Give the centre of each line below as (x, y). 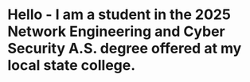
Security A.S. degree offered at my (125, 49)
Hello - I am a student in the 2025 (119, 15)
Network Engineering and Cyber (117, 31)
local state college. (72, 66)
